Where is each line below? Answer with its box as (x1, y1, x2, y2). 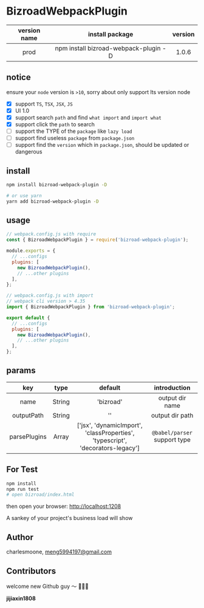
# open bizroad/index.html (6, 491, 75, 498)
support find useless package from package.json (15, 135, 135, 142)
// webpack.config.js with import (6, 292, 94, 299)
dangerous (15, 148, 42, 155)
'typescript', (92, 436, 127, 444)
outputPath (12, 411, 44, 419)
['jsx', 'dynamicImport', (76, 421, 143, 429)
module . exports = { (6, 248, 56, 254)
